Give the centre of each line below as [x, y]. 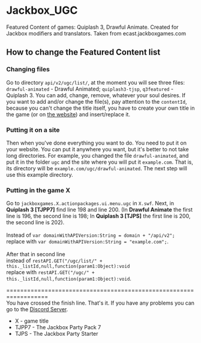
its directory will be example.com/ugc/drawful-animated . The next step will [97, 168]
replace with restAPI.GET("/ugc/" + [50, 272]
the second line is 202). [35, 222]
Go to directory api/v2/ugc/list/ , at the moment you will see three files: [95, 82]
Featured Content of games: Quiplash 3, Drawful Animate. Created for [92, 27]
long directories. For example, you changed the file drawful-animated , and [97, 155]
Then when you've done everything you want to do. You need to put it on [97, 143]
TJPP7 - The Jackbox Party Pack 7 [58, 327]
